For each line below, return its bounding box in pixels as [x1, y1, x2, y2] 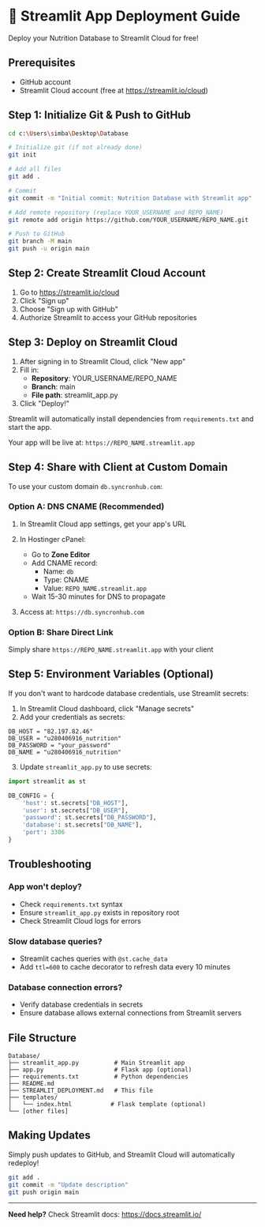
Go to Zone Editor [31, 549, 91, 559]
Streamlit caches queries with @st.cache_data [19, 954, 168, 963]
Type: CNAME [43, 574, 89, 584]
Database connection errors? [8, 981, 123, 992]
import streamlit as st [8, 777, 87, 785]
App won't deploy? [8, 881, 83, 892]
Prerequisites [8, 56, 76, 70]
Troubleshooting [8, 857, 92, 871]
